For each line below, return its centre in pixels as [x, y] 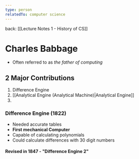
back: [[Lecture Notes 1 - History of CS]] [46, 28]
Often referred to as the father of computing [57, 62]
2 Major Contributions [40, 78]
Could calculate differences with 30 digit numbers [64, 140]
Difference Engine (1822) [36, 113]
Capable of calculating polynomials [48, 135]
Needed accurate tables [37, 124]
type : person [19, 10]
